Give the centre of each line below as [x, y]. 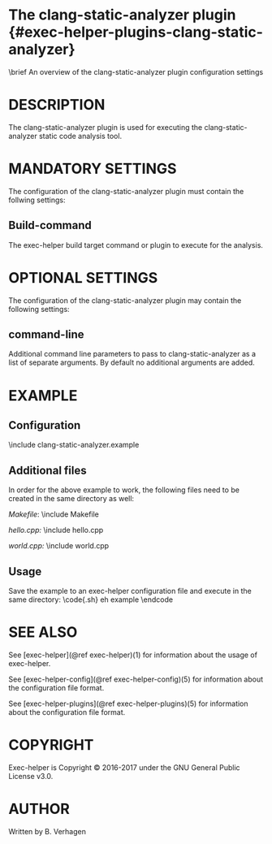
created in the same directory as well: [71, 499]
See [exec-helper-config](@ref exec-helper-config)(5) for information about [136, 679]
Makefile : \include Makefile [54, 514]
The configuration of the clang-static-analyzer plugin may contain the [125, 300]
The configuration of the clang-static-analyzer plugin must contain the [126, 191]
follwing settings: [37, 200]
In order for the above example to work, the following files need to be [124, 490]
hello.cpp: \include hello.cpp [56, 530]
